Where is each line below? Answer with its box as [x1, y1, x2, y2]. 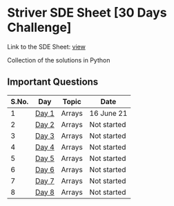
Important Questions [7, 76, 99, 88]
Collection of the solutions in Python [7, 55, 110, 64]
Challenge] [7, 19, 72, 35]
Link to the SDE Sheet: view [7, 42, 86, 51]
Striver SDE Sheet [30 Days [7, 5, 167, 21]
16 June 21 [89, 108, 128, 118]
